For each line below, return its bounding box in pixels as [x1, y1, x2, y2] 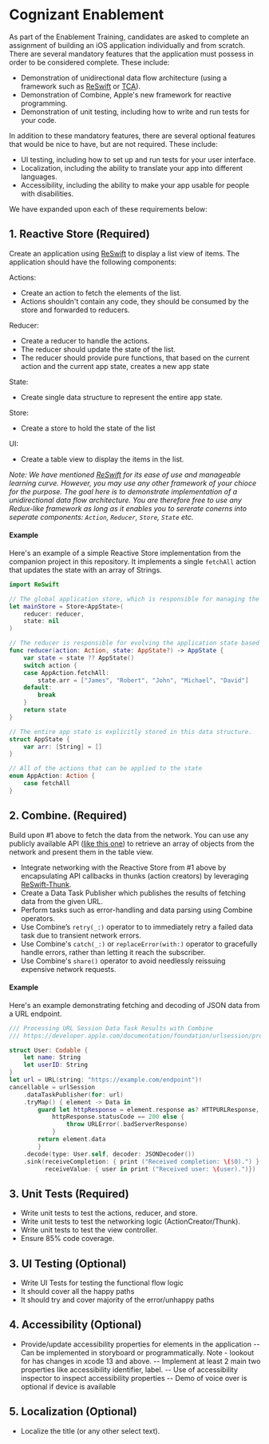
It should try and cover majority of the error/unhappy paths [20, 1295, 215, 1305]
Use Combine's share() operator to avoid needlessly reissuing [20, 956, 226, 966]
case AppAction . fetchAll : [23, 668, 110, 676]
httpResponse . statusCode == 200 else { [51, 1113, 184, 1121]
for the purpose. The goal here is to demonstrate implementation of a [9, 486, 238, 496]
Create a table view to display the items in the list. [20, 454, 184, 464]
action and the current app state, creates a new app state [20, 361, 210, 371]
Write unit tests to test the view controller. [20, 1225, 158, 1235]
